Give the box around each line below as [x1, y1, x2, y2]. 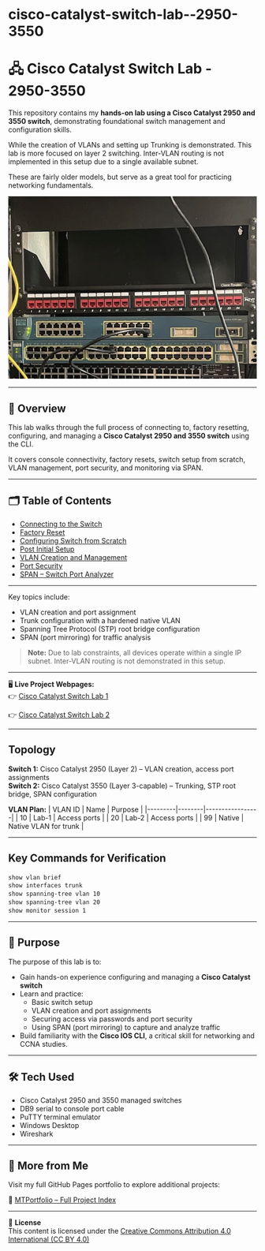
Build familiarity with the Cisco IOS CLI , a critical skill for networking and [19, 1031, 255, 1040]
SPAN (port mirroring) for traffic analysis [19, 633, 151, 642]
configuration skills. [8, 125, 73, 135]
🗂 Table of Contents [8, 495, 112, 508]
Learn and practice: [19, 988, 84, 999]
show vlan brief [8, 873, 62, 881]
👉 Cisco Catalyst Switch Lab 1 [8, 691, 109, 700]
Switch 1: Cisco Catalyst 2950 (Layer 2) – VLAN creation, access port [8, 764, 234, 774]
